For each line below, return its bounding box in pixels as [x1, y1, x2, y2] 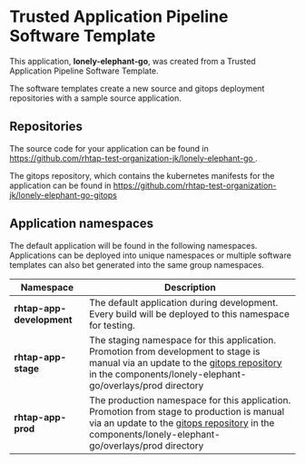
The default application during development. [89, 296, 279, 309]
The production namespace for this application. [89, 393, 291, 406]
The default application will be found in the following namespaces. [9, 240, 258, 251]
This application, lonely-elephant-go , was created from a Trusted [9, 55, 256, 66]
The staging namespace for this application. [89, 333, 277, 346]
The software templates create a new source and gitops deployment [9, 83, 265, 94]
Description [163, 281, 216, 293]
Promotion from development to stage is [89, 345, 261, 358]
